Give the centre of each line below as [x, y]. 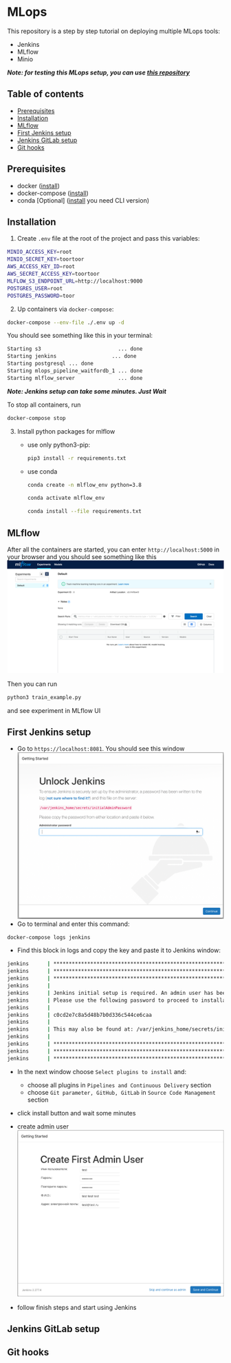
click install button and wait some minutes [76, 1113]
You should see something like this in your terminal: [80, 336]
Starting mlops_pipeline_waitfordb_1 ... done [75, 371]
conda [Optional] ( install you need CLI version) [83, 200]
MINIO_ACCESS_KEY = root [40, 252]
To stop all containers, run [44, 405]
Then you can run [32, 684]
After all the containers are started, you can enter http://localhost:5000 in [113, 549]
